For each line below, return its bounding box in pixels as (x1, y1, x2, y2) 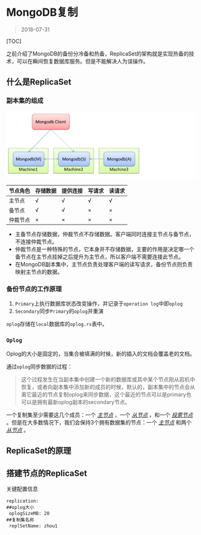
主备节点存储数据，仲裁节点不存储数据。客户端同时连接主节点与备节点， (14, 231, 194, 238)
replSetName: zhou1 (8, 523, 58, 529)
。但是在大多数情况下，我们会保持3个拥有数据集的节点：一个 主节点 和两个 (6, 418, 192, 426)
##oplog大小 (6, 505, 34, 511)
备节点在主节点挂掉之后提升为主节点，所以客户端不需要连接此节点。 (14, 253, 184, 260)
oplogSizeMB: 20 (8, 511, 50, 517)
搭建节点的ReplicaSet (6, 468, 87, 478)
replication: (6, 498, 39, 504)
